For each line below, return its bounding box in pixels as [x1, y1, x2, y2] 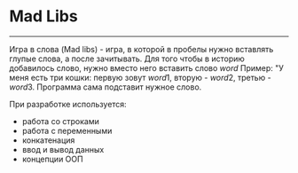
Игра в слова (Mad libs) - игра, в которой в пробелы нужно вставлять [9, 43, 274, 54]
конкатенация [21, 135, 75, 145]
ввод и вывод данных [21, 144, 105, 154]
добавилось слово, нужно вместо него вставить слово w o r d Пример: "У [9, 62, 284, 73]
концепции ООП [21, 153, 83, 164]
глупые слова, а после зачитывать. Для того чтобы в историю [9, 53, 246, 64]
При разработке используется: [9, 98, 127, 109]
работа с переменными [21, 125, 113, 136]
